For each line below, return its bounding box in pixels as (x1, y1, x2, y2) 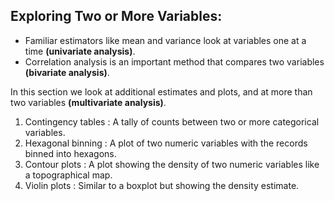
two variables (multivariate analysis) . (10, 96, 167, 108)
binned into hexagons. (24, 147, 117, 159)
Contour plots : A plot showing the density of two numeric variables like (24, 158, 320, 170)
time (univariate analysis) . (24, 45, 136, 57)
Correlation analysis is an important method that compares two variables (24, 55, 325, 68)
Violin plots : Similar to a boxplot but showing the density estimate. (24, 179, 300, 191)
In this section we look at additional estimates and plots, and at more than (10, 85, 313, 98)
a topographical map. (24, 169, 113, 181)
